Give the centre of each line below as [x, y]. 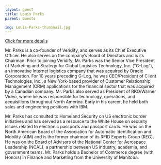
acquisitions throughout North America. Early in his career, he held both [77, 102]
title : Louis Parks [25, 14]
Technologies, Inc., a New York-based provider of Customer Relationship [78, 81]
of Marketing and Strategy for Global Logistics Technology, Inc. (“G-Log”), [79, 66]
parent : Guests [20, 18]
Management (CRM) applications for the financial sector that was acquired [80, 86]
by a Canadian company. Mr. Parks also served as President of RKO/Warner [80, 91]
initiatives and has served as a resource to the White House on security [76, 121]
